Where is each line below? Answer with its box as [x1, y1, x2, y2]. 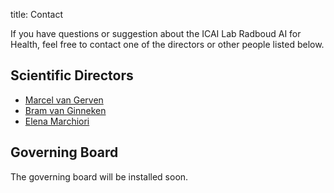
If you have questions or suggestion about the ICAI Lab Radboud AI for [10, 28, 302, 39]
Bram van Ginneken [24, 104, 107, 116]
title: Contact [10, 9, 64, 20]
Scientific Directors [10, 67, 134, 84]
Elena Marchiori [24, 115, 90, 127]
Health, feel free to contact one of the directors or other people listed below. [10, 39, 325, 50]
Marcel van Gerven [24, 94, 104, 106]
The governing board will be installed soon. [10, 170, 189, 183]
